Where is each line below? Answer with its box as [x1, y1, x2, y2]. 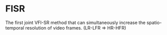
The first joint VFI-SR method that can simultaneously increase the [5, 19, 146, 25]
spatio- [147, 19, 162, 25]
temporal [5, 24, 25, 30]
